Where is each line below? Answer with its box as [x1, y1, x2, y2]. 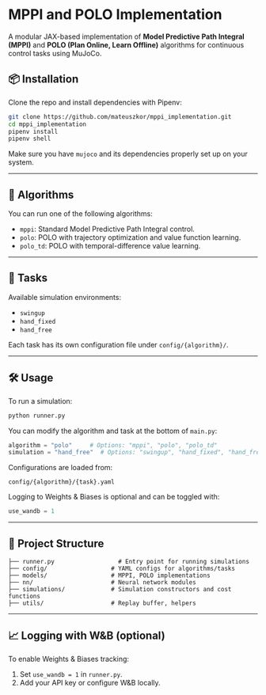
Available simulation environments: [8, 292, 121, 302]
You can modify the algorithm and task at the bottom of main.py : [8, 426, 218, 435]
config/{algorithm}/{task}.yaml [8, 478, 115, 486]
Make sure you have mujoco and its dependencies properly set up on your [8, 149, 248, 159]
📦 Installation [8, 73, 79, 86]
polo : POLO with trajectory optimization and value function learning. [19, 233, 241, 242]
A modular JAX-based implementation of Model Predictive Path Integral [8, 32, 245, 41]
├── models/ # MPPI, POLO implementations [8, 572, 211, 579]
